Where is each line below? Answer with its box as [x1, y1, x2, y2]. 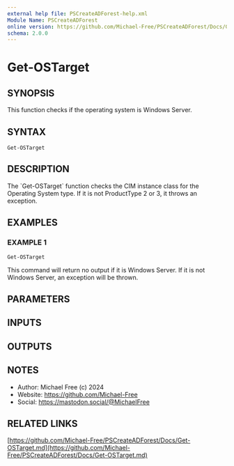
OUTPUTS [7, 341, 52, 352]
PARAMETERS [7, 293, 70, 305]
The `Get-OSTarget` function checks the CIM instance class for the [7, 182, 200, 190]
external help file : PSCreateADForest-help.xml [7, 10, 148, 17]
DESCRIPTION [7, 163, 70, 175]
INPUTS [7, 317, 42, 329]
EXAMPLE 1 [7, 238, 47, 247]
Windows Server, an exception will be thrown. [7, 273, 139, 281]
